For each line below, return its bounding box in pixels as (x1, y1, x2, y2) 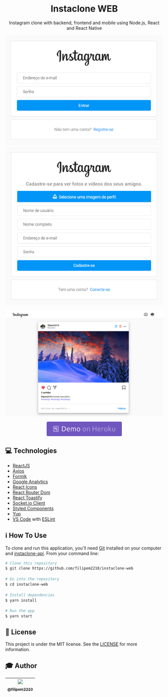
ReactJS (12, 462, 30, 468)
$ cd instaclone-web (5, 582, 49, 587)
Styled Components (12, 505, 54, 511)
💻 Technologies (5, 447, 57, 455)
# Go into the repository (5, 577, 59, 582)
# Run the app (5, 608, 35, 613)
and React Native (66, 25, 102, 31)
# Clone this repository (5, 561, 57, 566)
